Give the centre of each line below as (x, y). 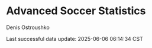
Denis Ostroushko (28, 27)
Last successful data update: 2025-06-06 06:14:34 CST (75, 39)
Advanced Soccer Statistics (76, 11)
